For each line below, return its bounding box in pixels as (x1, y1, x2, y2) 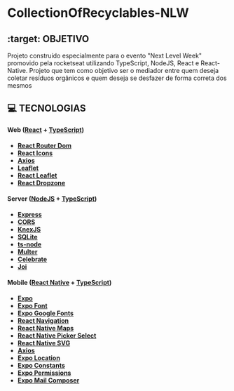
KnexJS (17, 225, 41, 233)
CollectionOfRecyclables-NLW (7, 5, 189, 21)
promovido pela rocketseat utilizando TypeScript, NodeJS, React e (7, 59, 200, 67)
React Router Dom (17, 141, 72, 150)
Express (17, 210, 42, 218)
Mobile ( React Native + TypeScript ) (7, 279, 112, 287)
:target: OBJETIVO (7, 33, 90, 45)
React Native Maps (17, 324, 74, 332)
